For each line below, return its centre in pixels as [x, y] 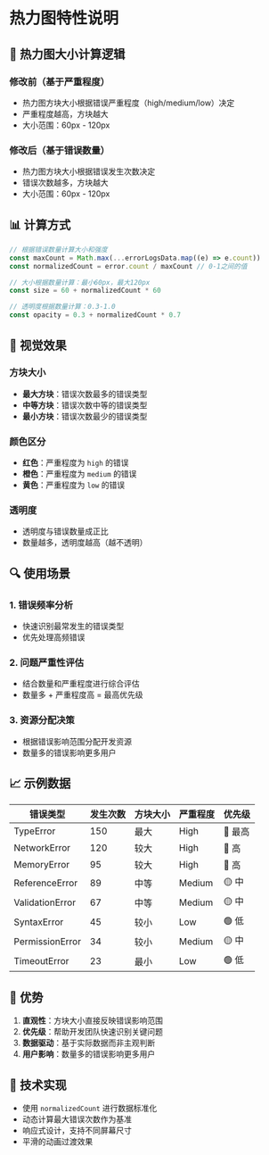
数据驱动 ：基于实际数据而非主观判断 [89, 1043]
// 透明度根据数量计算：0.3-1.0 [62, 307]
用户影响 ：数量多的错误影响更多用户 [89, 1054]
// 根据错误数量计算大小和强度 [59, 249]
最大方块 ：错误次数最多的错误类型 [85, 394]
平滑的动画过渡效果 [57, 1142]
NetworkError [42, 848]
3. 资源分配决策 [42, 720]
